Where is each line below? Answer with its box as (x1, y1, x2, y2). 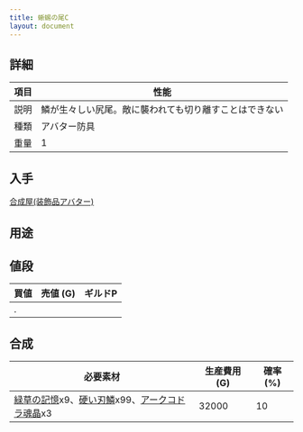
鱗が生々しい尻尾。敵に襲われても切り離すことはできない (41, 103, 284, 116)
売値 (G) (41, 287, 76, 300)
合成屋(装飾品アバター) (9, 196, 95, 207)
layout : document (9, 22, 75, 31)
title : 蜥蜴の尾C (9, 13, 69, 22)
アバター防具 (41, 121, 96, 133)
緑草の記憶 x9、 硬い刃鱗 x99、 (14, 393, 142, 406)
